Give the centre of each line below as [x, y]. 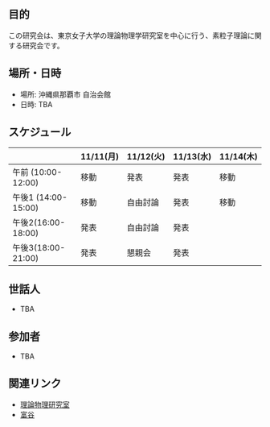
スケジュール [40, 133]
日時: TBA [36, 104]
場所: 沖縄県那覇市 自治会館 [65, 94]
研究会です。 [43, 45]
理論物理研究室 [45, 404]
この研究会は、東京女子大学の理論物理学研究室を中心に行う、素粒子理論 [128, 35]
